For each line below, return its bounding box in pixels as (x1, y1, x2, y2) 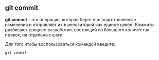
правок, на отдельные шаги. (5, 32, 64, 37)
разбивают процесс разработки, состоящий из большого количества (5, 26, 150, 33)
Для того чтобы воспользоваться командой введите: (5, 41, 116, 47)
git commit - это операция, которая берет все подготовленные (5, 16, 136, 22)
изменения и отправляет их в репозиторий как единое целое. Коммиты (5, 22, 155, 27)
